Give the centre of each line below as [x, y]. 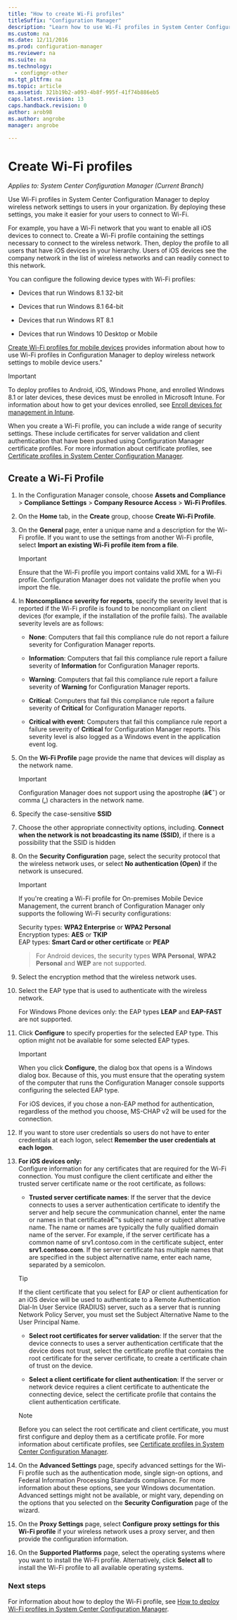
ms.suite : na [27, 60]
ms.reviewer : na [32, 54]
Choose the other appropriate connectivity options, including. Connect [121, 828]
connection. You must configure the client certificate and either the [115, 1176]
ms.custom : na [29, 34]
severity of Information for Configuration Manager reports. [114, 666]
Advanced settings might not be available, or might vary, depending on [121, 1495]
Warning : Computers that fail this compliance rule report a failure [123, 680]
